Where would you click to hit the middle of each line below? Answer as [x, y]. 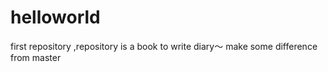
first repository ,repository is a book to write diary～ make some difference [164, 46]
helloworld [55, 17]
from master [36, 57]
